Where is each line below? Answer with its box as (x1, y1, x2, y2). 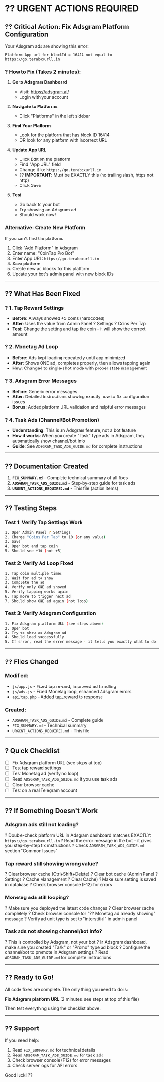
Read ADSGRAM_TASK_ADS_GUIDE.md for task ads (12, 1052, 103, 1058)
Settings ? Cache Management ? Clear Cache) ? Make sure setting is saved (5, 876, 156, 882)
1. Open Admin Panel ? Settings (5, 530, 71, 535)
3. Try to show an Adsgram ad (5, 630, 67, 635)
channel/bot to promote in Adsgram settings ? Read (5, 949, 109, 955)
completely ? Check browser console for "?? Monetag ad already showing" (5, 910, 156, 916)
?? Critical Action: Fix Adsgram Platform (5, 23, 129, 31)
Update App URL (12, 147, 47, 153)
